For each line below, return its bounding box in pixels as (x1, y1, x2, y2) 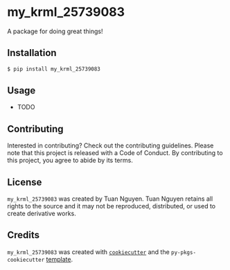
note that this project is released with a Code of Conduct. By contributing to (7, 149, 223, 157)
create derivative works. (7, 209, 76, 218)
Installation (7, 47, 57, 59)
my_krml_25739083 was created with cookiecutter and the (7, 247, 170, 256)
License (7, 176, 42, 188)
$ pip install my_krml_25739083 (7, 65, 100, 73)
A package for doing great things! (7, 27, 103, 35)
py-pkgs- (170, 249, 196, 256)
